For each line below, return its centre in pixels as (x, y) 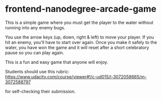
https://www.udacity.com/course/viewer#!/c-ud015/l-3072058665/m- (76, 77)
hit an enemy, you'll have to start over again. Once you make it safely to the (81, 42)
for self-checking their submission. (40, 91)
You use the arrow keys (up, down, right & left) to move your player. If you (80, 37)
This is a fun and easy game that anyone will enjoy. (57, 62)
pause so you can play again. (35, 53)
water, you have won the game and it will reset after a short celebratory (77, 47)
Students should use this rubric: (37, 71)
